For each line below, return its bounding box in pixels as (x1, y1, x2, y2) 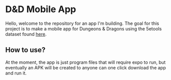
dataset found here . (5, 31, 47, 37)
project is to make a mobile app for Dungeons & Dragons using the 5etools (5, 25, 162, 31)
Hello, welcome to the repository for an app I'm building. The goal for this (5, 20, 159, 26)
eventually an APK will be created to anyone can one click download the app (5, 64, 166, 70)
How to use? (5, 46, 46, 54)
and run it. (5, 70, 27, 76)
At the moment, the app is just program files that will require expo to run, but (5, 59, 166, 65)
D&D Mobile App (5, 4, 77, 15)
